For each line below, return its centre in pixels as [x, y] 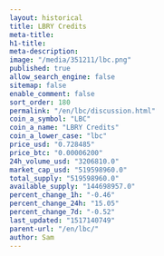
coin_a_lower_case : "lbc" [58, 136]
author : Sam [32, 237]
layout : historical [46, 18]
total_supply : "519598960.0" [64, 178]
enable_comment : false [52, 94]
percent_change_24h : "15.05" [64, 204]
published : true [40, 69]
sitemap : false [38, 85]
